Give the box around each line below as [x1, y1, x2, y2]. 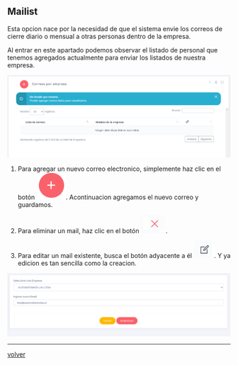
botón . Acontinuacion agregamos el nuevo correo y [17, 193, 199, 201]
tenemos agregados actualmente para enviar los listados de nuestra [7, 53, 206, 62]
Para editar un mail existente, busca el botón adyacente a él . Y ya [17, 252, 231, 260]
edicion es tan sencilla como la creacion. [17, 259, 137, 268]
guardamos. [17, 201, 53, 209]
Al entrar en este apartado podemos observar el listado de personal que [7, 45, 218, 54]
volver [7, 350, 26, 359]
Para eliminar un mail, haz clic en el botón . [17, 227, 168, 235]
